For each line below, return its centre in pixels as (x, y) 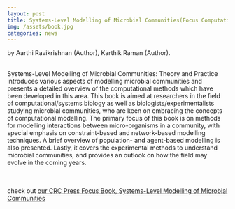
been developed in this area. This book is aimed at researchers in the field (114, 96)
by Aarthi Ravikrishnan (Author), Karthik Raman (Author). (89, 53)
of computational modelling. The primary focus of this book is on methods (114, 118)
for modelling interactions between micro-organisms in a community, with (114, 125)
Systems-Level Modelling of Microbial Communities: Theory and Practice (113, 74)
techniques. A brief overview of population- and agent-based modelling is (114, 141)
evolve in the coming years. (47, 163)
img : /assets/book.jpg (40, 26)
